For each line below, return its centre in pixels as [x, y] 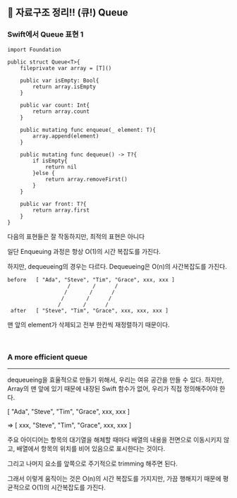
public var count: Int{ [55, 105]
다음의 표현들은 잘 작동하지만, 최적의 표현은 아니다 [76, 236]
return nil [61, 167]
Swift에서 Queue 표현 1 [45, 35]
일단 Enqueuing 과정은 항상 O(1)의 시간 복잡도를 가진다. [84, 251]
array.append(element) [66, 136]
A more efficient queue [48, 357]
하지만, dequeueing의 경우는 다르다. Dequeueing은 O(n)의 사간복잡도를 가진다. [117, 266]
